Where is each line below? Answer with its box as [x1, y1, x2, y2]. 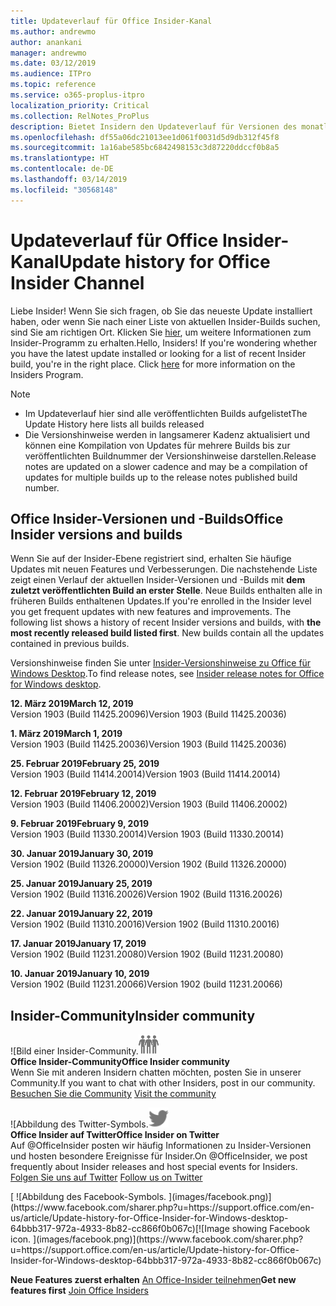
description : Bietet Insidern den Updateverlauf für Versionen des [10, 121, 298, 132]
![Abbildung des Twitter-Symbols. [10, 1118, 149, 1130]
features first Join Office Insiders [10, 1285, 149, 1297]
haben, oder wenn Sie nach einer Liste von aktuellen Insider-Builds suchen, [10, 315, 321, 327]
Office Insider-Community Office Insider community [10, 1056, 231, 1068]
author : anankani [10, 37, 83, 47]
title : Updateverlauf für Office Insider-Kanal [10, 16, 213, 26]
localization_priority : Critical [10, 100, 150, 110]
